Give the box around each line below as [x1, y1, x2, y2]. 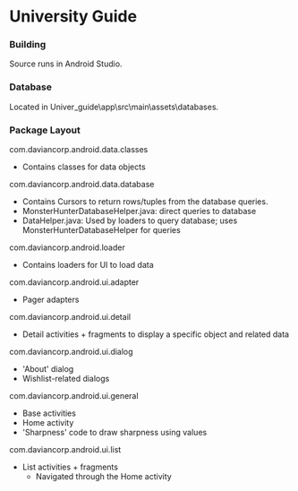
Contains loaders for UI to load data [21, 260, 154, 271]
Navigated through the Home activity [35, 471, 172, 482]
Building [9, 39, 47, 51]
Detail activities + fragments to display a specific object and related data [21, 329, 289, 340]
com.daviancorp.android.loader [9, 242, 125, 253]
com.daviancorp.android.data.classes [9, 144, 149, 155]
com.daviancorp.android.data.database [9, 179, 155, 190]
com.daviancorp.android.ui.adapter [9, 277, 140, 288]
